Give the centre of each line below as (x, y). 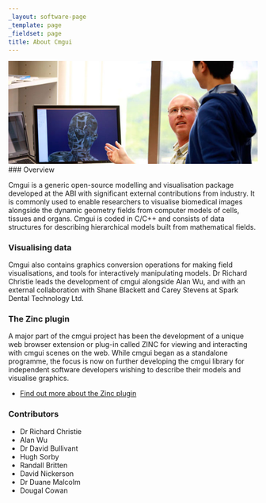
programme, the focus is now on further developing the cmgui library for (126, 361)
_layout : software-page (47, 17)
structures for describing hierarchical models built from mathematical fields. (132, 227)
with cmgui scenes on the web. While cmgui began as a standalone (118, 353)
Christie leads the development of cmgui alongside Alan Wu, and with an (127, 282)
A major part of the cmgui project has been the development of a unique (126, 336)
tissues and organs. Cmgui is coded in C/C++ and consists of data (116, 219)
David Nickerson (47, 473)
